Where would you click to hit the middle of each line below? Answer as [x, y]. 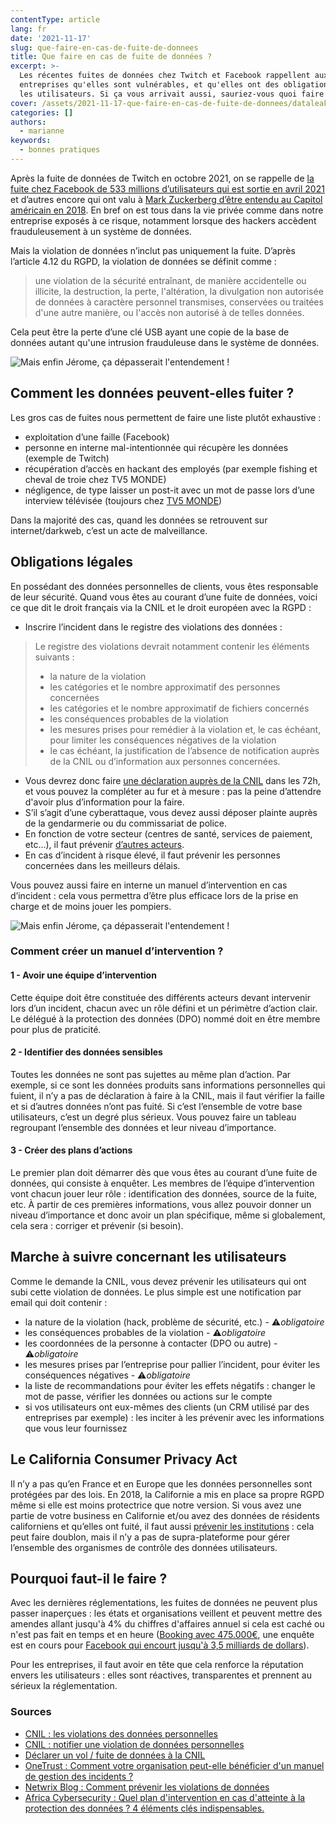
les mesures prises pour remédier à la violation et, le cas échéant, [185, 729]
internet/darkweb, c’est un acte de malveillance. [109, 530]
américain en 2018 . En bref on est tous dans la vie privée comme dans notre [167, 210]
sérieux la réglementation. [64, 1686]
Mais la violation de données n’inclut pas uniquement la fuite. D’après [153, 250]
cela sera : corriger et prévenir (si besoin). [97, 1226]
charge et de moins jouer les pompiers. [91, 906]
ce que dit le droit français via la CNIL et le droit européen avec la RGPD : [161, 607]
